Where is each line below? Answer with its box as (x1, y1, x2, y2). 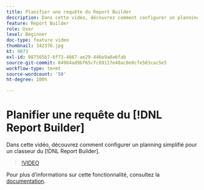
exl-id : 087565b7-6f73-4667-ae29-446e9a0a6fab (6, 54, 126, 60)
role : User (6, 25, 34, 32)
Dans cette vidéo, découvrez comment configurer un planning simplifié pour (6, 141, 197, 149)
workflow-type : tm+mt (6, 65, 61, 72)
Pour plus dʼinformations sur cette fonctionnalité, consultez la (6, 171, 160, 178)
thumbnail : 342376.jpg (6, 43, 64, 49)
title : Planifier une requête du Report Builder (6, 8, 132, 15)
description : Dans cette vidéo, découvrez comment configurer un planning (6, 15, 200, 21)
